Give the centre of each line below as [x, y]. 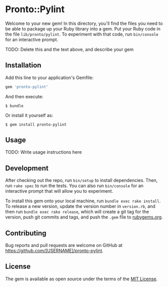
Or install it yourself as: [29, 115]
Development [27, 168]
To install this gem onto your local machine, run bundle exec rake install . [83, 201]
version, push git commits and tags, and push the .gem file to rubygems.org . [84, 217]
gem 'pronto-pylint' [27, 87]
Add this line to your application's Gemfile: [49, 78]
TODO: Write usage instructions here [44, 152]
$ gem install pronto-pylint [36, 124]
